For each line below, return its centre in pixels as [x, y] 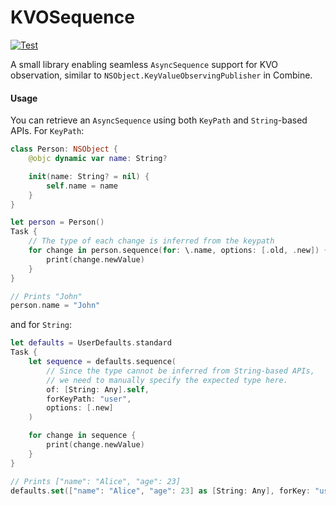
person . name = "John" [55, 306]
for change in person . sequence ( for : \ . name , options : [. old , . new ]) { [178, 251]
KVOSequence [72, 17]
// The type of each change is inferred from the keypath [151, 241]
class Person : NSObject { [64, 149]
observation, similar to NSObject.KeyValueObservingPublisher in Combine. [161, 75]
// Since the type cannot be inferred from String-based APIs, [180, 371]
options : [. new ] [80, 408]
